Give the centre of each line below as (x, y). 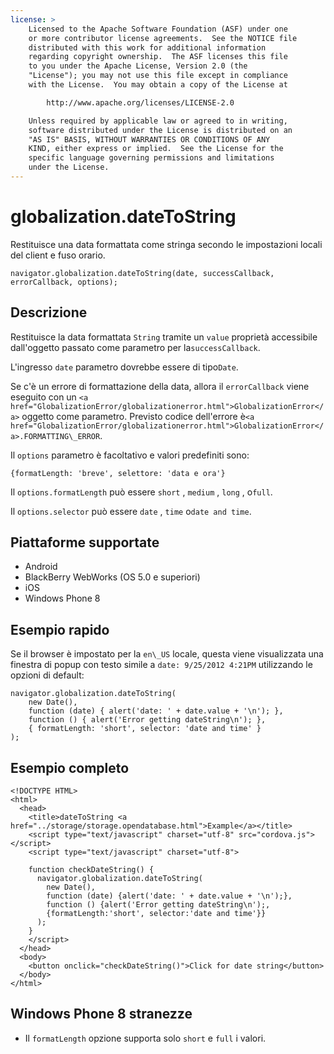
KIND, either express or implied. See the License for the (156, 149)
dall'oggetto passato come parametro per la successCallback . (135, 347)
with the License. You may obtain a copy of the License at (158, 85)
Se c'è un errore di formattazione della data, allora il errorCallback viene (160, 386)
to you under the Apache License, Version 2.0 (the (138, 66)
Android (41, 567)
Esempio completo (70, 767)
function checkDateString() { (91, 870)
